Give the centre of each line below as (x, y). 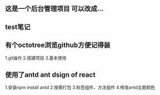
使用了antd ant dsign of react (50, 75)
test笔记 (18, 27)
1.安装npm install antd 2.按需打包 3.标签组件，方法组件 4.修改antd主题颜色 (80, 88)
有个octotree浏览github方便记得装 (58, 45)
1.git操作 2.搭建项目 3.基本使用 (36, 58)
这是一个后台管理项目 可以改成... (55, 9)
